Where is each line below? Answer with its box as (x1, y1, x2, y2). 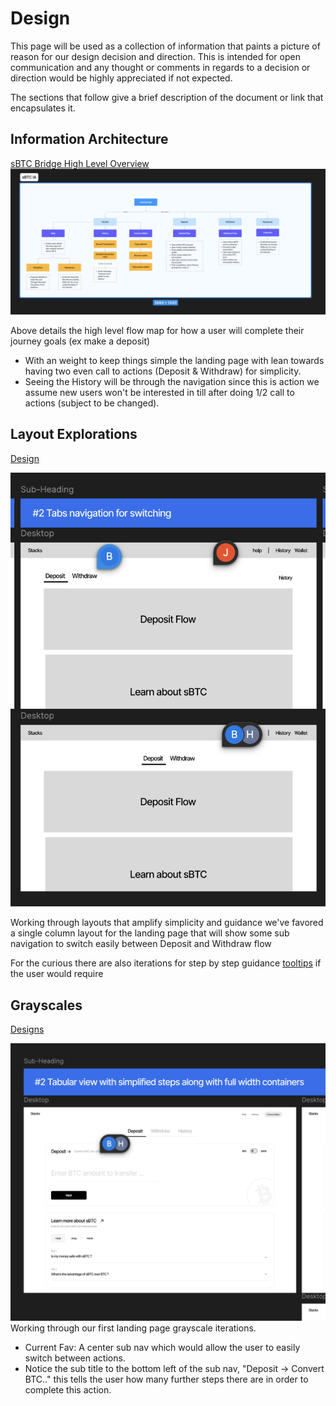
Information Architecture (10, 131, 169, 148)
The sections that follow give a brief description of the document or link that (10, 91, 324, 103)
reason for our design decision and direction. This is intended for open (10, 50, 301, 62)
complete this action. (24, 1383, 112, 1396)
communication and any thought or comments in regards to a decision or (10, 61, 311, 73)
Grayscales (10, 997, 83, 1014)
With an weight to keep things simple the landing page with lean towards (24, 355, 325, 367)
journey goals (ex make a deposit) (10, 335, 151, 347)
